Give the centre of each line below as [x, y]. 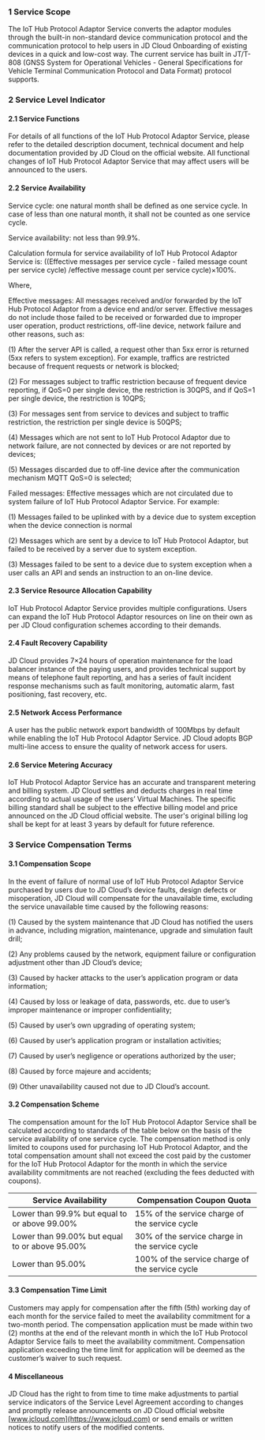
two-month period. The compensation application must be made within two [131, 1324]
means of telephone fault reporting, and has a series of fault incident [120, 677]
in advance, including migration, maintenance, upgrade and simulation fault [131, 930]
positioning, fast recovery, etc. [58, 695]
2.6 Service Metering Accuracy [60, 764]
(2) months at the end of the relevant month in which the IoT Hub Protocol [128, 1333]
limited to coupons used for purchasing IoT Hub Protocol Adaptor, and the [128, 1147]
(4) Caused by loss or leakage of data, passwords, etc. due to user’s [119, 1001]
